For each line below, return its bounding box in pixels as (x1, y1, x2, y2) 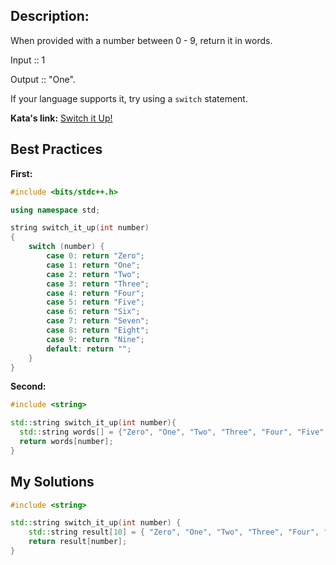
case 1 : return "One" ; (46, 260, 141, 270)
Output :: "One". (10, 73, 76, 85)
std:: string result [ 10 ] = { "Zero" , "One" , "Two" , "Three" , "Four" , (28, 527, 320, 538)
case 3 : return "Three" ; (46, 279, 150, 289)
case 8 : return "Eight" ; (46, 325, 150, 335)
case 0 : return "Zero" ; (46, 251, 145, 261)
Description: (10, 8, 90, 25)
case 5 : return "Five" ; (46, 297, 145, 308)
